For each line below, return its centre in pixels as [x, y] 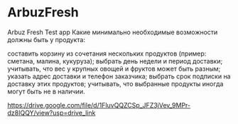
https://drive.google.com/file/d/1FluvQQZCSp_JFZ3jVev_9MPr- [99, 105]
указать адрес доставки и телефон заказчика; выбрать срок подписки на [119, 76]
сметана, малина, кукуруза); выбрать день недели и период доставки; [115, 61]
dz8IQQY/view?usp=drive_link [52, 113]
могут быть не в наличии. [46, 91]
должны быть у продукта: [46, 39]
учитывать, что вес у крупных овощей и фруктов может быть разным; [114, 68]
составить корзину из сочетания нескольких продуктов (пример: [107, 53]
